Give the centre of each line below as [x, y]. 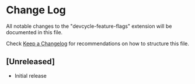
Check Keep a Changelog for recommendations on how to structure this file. [98, 43]
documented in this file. [34, 32]
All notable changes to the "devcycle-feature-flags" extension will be [89, 26]
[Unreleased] [31, 62]
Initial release [30, 75]
